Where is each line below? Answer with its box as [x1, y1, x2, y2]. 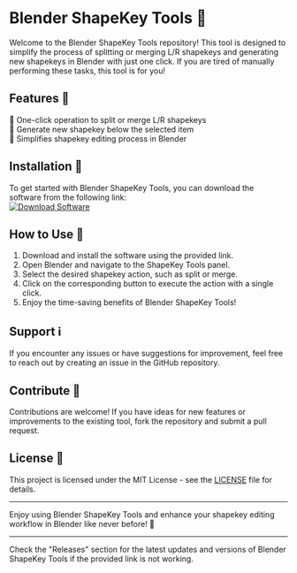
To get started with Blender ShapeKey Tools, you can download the [9, 182, 255, 193]
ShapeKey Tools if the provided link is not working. [9, 553, 194, 564]
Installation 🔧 [9, 159, 83, 174]
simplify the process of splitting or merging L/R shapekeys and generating [9, 46, 279, 57]
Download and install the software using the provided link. [21, 250, 234, 261]
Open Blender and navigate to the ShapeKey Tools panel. [21, 260, 231, 271]
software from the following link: [9, 192, 127, 202]
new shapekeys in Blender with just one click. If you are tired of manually [9, 56, 275, 66]
